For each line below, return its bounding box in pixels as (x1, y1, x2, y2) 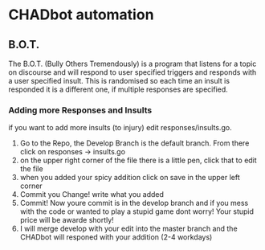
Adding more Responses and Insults (8, 105, 153, 116)
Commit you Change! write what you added (19, 190, 165, 199)
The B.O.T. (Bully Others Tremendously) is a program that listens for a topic (8, 59, 257, 68)
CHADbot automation (8, 6, 154, 24)
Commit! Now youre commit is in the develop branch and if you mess (19, 199, 249, 208)
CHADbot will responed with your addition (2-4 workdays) (19, 232, 213, 242)
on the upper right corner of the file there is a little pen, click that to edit (19, 155, 257, 166)
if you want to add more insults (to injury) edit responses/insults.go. (8, 123, 232, 133)
